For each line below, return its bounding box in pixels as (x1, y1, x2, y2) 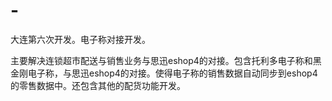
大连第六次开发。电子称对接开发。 (10, 33, 151, 45)
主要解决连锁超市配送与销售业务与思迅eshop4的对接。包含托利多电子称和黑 (10, 54, 322, 66)
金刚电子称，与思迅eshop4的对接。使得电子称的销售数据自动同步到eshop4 (10, 67, 318, 79)
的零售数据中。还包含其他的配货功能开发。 (10, 79, 186, 91)
